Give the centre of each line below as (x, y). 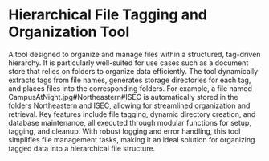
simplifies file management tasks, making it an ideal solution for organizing (132, 139)
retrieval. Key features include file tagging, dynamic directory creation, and (132, 114)
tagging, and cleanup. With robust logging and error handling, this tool (124, 131)
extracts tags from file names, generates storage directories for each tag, (130, 80)
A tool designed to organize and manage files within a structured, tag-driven (134, 54)
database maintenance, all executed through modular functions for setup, (130, 122)
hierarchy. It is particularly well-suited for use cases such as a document (128, 63)
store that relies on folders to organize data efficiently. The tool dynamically (133, 71)
